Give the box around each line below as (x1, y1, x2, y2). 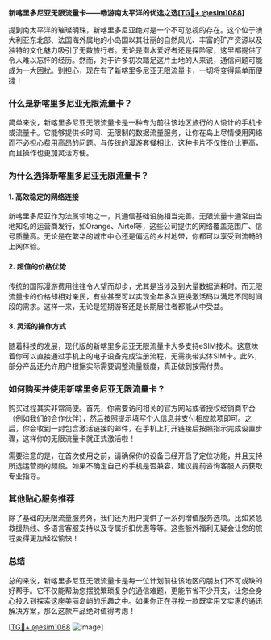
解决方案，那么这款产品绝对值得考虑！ (8, 606, 135, 616)
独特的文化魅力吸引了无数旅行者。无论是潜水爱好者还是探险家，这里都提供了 (8, 45, 263, 55)
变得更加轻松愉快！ (15, 533, 79, 543)
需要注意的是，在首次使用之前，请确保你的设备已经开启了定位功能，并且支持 (8, 451, 263, 460)
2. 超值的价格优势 (8, 262, 67, 272)
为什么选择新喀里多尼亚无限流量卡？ (8, 170, 149, 181)
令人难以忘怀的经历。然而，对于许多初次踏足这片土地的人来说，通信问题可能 (8, 56, 263, 65)
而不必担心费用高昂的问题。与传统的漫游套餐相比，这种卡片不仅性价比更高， (8, 138, 263, 148)
